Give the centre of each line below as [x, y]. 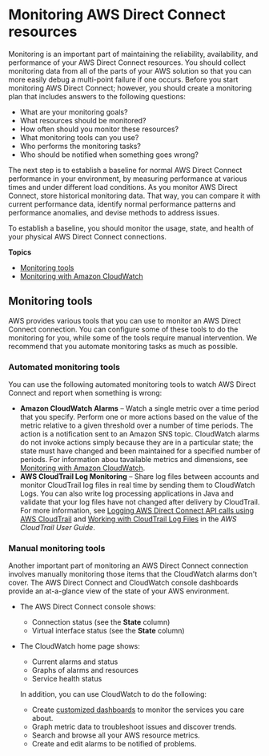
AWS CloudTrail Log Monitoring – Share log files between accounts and [139, 477]
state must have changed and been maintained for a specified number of [140, 451]
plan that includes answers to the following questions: [97, 96]
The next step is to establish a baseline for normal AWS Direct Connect [125, 170]
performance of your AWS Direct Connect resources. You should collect [127, 62]
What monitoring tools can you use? [79, 137]
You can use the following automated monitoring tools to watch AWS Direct [132, 384]
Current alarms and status [75, 661]
